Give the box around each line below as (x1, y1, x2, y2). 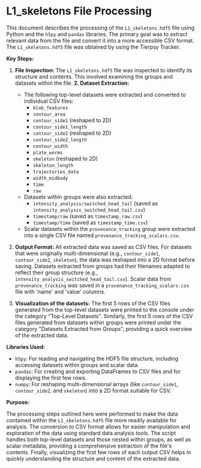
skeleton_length (32, 162, 74, 168)
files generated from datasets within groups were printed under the (14, 319, 182, 326)
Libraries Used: (6, 343, 46, 350)
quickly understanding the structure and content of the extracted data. (6, 455, 181, 462)
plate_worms (32, 149, 63, 156)
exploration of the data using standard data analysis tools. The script (6, 429, 176, 437)
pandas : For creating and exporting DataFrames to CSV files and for (14, 368, 181, 375)
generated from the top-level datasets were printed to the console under (14, 306, 194, 313)
